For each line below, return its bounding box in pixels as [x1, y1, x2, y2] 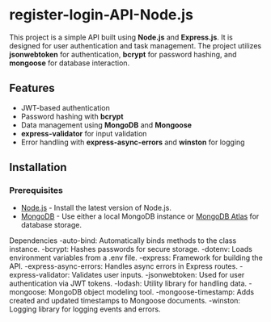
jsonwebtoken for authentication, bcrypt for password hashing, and [9, 49, 237, 59]
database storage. [20, 220, 82, 230]
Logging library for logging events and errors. [9, 304, 161, 314]
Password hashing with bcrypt [20, 111, 124, 121]
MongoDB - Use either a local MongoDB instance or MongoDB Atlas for [20, 211, 260, 221]
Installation [9, 161, 67, 174]
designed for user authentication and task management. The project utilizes [9, 40, 262, 50]
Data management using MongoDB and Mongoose [20, 119, 193, 130]
